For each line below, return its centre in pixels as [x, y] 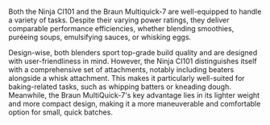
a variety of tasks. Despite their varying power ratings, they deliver [119, 20]
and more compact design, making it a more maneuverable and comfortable [135, 104]
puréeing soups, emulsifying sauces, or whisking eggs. [100, 37]
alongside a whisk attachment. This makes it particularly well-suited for [127, 78]
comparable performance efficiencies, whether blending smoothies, [121, 28]
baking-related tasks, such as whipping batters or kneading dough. [120, 87]
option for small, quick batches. [60, 112]
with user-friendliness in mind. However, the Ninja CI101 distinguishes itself [133, 61]
